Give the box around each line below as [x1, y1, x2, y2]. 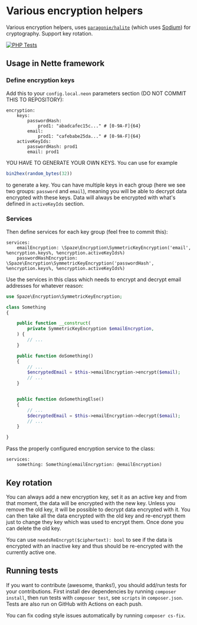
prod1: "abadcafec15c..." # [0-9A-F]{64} [37, 123, 142, 129]
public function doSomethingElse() [17, 396, 104, 402]
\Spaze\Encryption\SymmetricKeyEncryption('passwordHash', [6, 260, 155, 266]
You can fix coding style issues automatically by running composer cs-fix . [6, 611, 186, 619]
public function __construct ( [17, 320, 91, 326]
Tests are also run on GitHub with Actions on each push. [6, 600, 143, 607]
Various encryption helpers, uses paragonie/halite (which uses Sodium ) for [6, 24, 191, 31]
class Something [6, 304, 46, 310]
